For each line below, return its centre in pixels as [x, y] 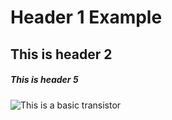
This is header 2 [61, 54]
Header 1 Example [86, 17]
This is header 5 [44, 80]
